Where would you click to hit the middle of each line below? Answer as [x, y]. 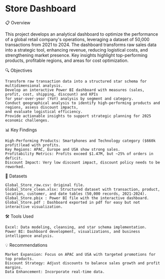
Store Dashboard [41, 9]
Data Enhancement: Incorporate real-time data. [55, 272]
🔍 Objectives [19, 70]
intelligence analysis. [30, 236]
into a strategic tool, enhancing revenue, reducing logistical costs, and [77, 50]
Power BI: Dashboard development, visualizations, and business [73, 231]
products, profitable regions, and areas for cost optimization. [67, 60]
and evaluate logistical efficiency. [44, 112]
